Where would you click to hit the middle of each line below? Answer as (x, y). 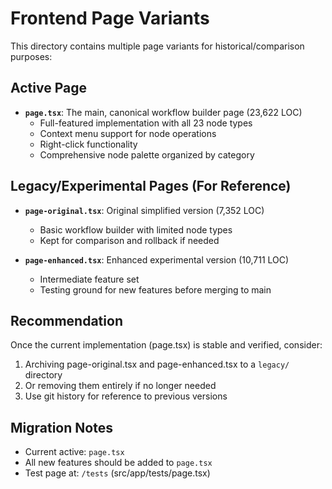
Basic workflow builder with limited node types (136, 229)
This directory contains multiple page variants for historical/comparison (157, 46)
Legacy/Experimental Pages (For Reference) (151, 186)
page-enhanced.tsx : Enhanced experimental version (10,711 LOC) (157, 259)
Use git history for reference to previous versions (126, 396)
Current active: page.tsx (74, 452)
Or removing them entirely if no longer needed (120, 386)
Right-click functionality (88, 144)
